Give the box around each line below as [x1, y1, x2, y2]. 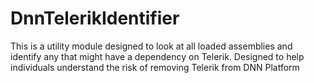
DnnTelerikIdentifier [10, 7, 180, 30]
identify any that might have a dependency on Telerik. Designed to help [10, 50, 305, 62]
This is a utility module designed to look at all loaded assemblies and [10, 40, 293, 52]
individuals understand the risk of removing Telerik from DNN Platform [10, 61, 300, 73]
